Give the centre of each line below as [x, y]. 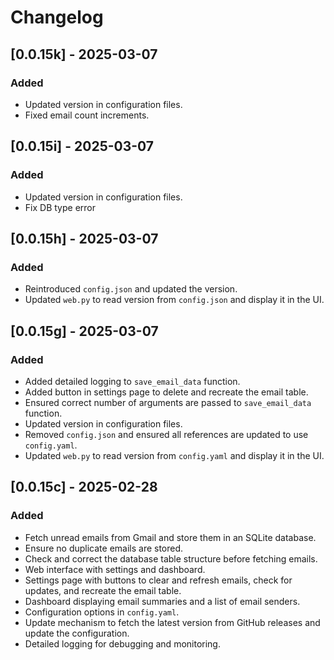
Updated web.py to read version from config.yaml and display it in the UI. [174, 455]
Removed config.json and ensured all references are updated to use [166, 434]
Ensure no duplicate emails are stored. [104, 548]
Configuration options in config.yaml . [102, 612]
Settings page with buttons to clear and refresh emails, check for [158, 580]
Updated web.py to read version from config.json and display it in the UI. [174, 300]
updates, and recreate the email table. [103, 590]
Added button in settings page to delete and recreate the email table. [166, 392]
